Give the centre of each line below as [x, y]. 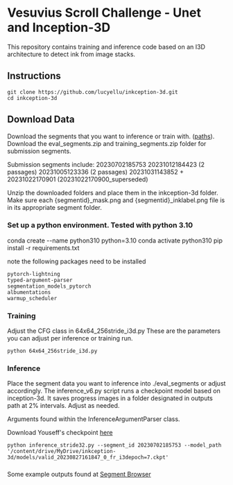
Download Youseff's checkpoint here [60, 433]
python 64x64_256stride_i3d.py [52, 351]
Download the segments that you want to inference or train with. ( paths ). [111, 136]
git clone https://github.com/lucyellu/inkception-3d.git [93, 92]
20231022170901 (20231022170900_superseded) [78, 179]
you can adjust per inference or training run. [70, 338]
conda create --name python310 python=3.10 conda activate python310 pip [115, 240]
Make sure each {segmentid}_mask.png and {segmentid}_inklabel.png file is [116, 200]
